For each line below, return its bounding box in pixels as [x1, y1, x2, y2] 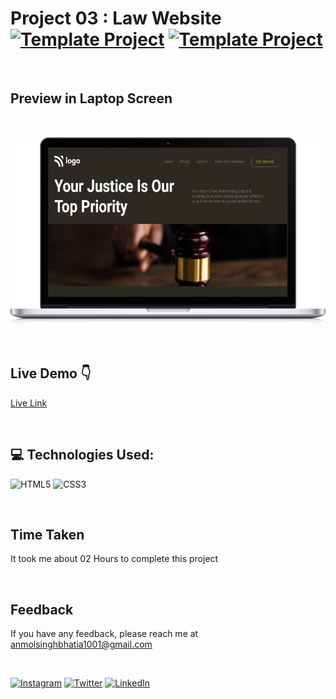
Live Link [10, 397, 48, 409]
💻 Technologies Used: [10, 447, 155, 464]
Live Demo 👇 [10, 365, 92, 382]
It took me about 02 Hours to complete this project [10, 553, 219, 565]
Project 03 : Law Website [10, 7, 222, 30]
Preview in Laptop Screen [10, 90, 173, 107]
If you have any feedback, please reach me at [10, 628, 199, 640]
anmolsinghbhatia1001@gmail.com [10, 638, 153, 651]
